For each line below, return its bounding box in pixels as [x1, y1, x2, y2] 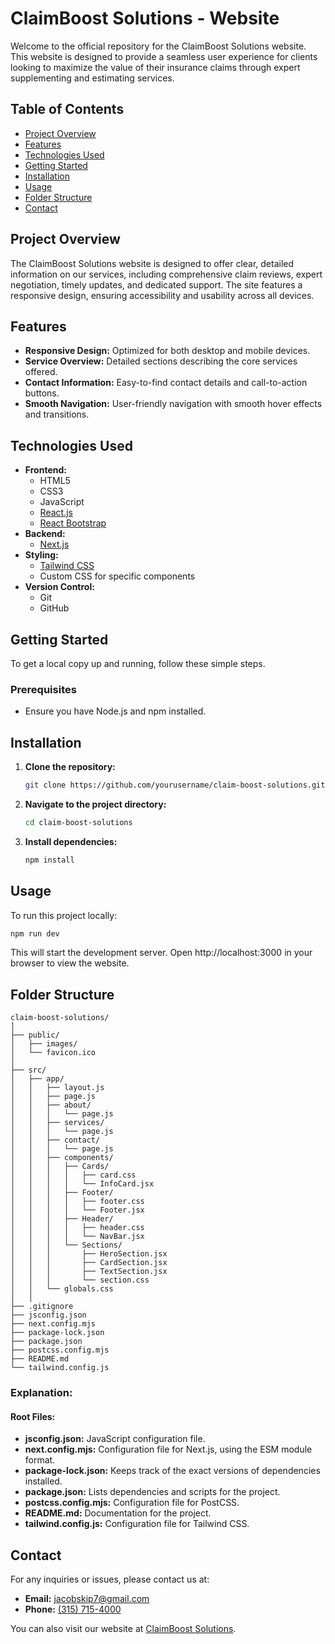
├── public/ [10, 1030, 60, 1041]
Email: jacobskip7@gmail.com [24, 1593, 150, 1605]
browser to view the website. [10, 957, 130, 969]
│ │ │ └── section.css [10, 1275, 150, 1286]
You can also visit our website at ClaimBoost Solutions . [10, 1623, 237, 1635]
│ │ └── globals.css [10, 1284, 114, 1294]
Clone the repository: [24, 761, 116, 773]
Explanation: [10, 1386, 73, 1400]
